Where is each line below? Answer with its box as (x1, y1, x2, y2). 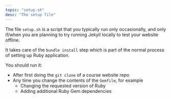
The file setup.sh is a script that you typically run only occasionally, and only (5, 26, 166, 32)
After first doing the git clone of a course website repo (12, 72, 130, 78)
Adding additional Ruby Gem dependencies (20, 88, 112, 94)
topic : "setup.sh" (5, 7, 44, 13)
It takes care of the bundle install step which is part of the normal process (5, 47, 164, 53)
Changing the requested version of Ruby (20, 82, 106, 89)
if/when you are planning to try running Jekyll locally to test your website (5, 31, 159, 38)
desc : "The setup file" (5, 12, 56, 17)
